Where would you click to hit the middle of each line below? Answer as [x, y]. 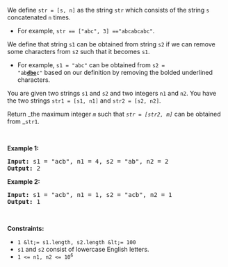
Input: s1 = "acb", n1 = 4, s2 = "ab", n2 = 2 [88, 161]
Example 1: [23, 148]
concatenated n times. [39, 17]
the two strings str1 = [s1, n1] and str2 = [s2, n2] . [84, 101]
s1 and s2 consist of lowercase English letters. [83, 249]
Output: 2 [24, 168]
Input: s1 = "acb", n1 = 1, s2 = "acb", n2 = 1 [90, 195]
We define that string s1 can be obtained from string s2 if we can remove [111, 44]
